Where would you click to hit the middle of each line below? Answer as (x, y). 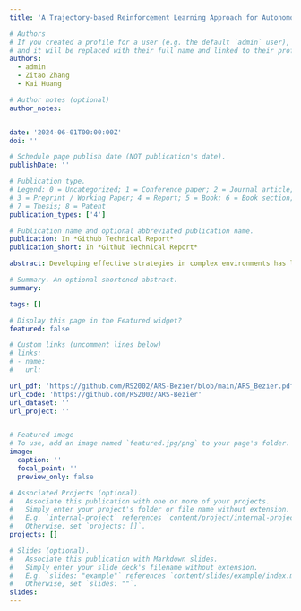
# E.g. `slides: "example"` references (88, 576)
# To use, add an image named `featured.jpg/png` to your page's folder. (150, 443)
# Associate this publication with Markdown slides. (114, 559)
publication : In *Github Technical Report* (92, 239)
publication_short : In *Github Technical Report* (104, 247)
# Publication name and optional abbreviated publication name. (132, 231)
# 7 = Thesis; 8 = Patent (57, 206)
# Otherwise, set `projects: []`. (77, 526)
